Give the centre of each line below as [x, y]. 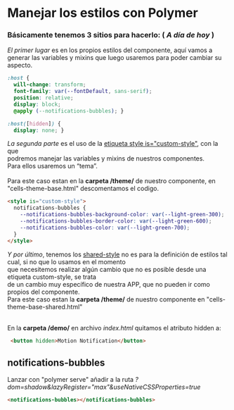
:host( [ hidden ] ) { [34, 124]
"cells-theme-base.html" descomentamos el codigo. [83, 189]
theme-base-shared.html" [45, 306]
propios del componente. [44, 292]
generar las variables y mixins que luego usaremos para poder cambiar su [115, 58]
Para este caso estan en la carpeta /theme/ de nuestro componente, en [111, 181]
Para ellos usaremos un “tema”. [53, 166]
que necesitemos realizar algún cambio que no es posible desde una [107, 269]
